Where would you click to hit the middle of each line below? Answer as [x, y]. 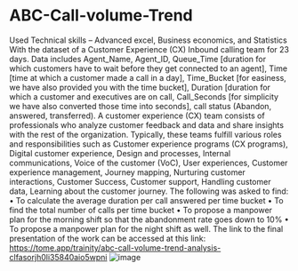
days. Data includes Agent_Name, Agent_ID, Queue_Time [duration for [138, 59]
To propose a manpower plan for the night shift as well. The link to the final [146, 228]
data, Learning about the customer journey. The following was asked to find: [149, 191]
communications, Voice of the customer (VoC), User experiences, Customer [149, 163]
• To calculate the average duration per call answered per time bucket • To [146, 200]
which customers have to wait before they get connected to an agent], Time [148, 68]
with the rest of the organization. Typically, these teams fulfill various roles [145, 134]
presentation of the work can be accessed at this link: [108, 238]
